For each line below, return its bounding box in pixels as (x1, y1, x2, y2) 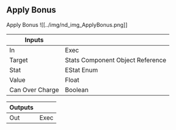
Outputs (9, 103, 33, 112)
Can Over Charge (9, 85, 60, 94)
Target (9, 56, 29, 64)
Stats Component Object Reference (65, 56, 166, 64)
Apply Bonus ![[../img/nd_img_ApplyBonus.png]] (6, 21, 128, 28)
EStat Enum (65, 65, 99, 74)
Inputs (24, 35, 44, 44)
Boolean (65, 85, 89, 94)
